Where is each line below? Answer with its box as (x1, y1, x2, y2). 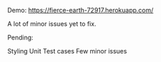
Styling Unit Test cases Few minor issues (7, 47, 128, 55)
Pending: (7, 33, 34, 42)
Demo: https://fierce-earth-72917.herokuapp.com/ (7, 6, 154, 14)
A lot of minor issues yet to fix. (7, 20, 97, 27)
